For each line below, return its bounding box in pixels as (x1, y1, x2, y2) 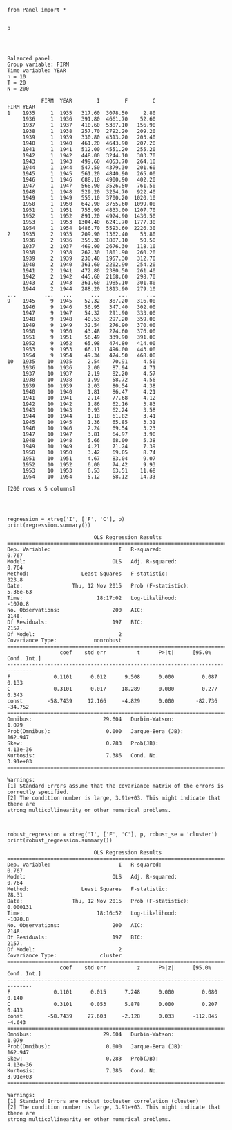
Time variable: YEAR (7, 67, 67, 74)
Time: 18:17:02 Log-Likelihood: (7, 594, 177, 601)
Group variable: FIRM (7, 61, 70, 68)
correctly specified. (7, 788, 70, 795)
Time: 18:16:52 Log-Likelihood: (7, 910, 177, 917)
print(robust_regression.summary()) (7, 837, 113, 844)
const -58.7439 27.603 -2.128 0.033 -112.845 (7, 1013, 217, 1020)
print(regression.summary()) (7, 522, 91, 529)
